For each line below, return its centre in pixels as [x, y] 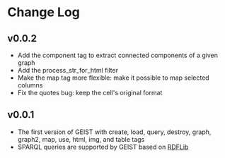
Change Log [44, 12]
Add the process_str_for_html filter [68, 70]
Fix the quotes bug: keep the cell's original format [90, 93]
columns [30, 85]
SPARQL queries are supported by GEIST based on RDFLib [103, 147]
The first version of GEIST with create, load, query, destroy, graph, [114, 132]
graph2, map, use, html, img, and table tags [81, 139]
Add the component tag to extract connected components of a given [117, 55]
